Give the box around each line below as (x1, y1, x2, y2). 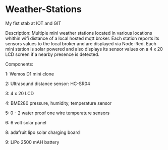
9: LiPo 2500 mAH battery (5, 139, 60, 145)
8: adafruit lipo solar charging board (5, 129, 80, 135)
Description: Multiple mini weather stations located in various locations (5, 30, 152, 36)
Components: (5, 61, 34, 67)
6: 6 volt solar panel (5, 119, 47, 125)
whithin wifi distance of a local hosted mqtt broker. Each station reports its (5, 35, 160, 41)
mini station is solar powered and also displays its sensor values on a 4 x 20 (5, 46, 163, 52)
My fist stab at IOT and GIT (5, 20, 62, 26)
